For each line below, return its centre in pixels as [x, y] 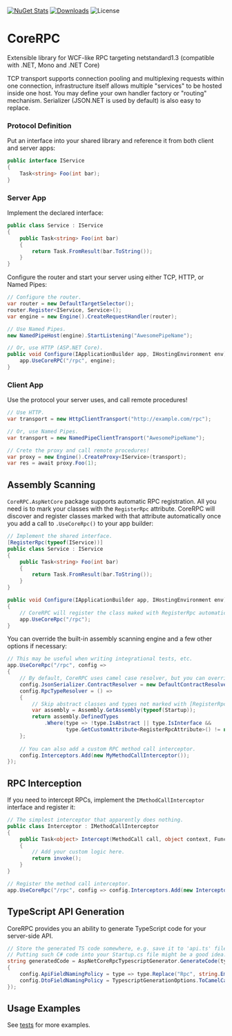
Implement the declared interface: [55, 213]
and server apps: [31, 148]
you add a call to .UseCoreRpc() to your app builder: [80, 524]
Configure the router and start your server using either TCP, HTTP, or [106, 277]
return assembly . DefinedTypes [75, 717]
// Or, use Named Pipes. [43, 431]
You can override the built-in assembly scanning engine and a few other [110, 639]
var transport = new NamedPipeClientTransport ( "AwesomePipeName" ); [106, 438]
